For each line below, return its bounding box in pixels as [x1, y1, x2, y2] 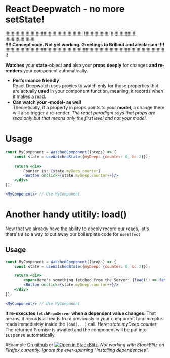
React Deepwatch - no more [5, 3, 125, 15]
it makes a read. [12, 93, 47, 100]
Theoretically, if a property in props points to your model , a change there [12, 104, 165, 110]
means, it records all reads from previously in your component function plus [5, 315, 163, 321]
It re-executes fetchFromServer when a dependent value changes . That [5, 310, 156, 316]
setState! [5, 14, 45, 25]
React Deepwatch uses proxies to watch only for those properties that [12, 82, 159, 89]
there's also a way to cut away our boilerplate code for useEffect [5, 231, 141, 237]
